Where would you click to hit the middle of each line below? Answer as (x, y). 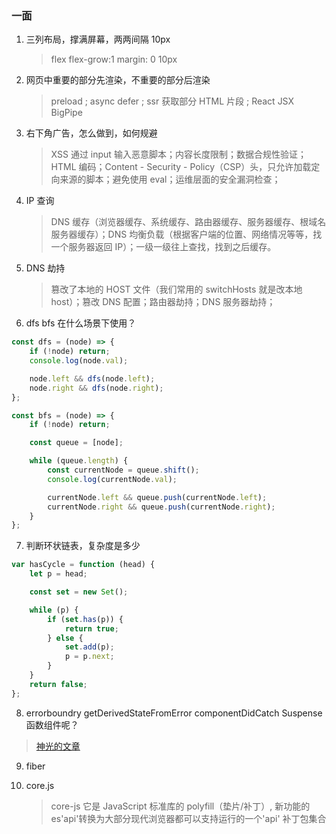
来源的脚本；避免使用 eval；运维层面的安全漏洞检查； (170, 179)
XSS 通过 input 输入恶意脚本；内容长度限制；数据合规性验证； (178, 154)
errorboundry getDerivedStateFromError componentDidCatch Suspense (174, 713)
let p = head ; (58, 574)
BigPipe (66, 113)
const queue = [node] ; (76, 443)
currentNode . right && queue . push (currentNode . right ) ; (161, 507)
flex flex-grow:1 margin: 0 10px (114, 59)
